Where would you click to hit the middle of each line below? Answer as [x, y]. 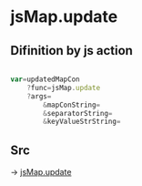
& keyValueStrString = [82, 122]
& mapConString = [72, 105]
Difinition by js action [71, 51]
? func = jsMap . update [64, 88]
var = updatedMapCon [45, 79]
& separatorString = [78, 113]
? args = [39, 96]
